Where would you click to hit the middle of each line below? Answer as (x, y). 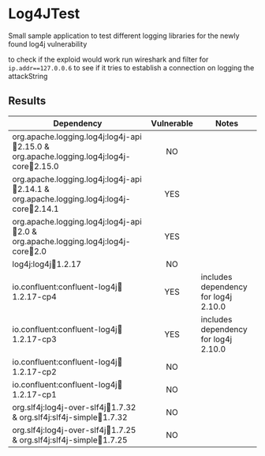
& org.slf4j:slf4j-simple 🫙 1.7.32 (70, 417)
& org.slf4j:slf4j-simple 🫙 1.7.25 (70, 439)
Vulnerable (172, 123)
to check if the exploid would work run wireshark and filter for (108, 59)
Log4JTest (44, 14)
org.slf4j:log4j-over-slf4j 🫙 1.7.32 (74, 407)
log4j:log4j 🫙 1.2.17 (47, 264)
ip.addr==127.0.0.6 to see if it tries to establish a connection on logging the (131, 67)
